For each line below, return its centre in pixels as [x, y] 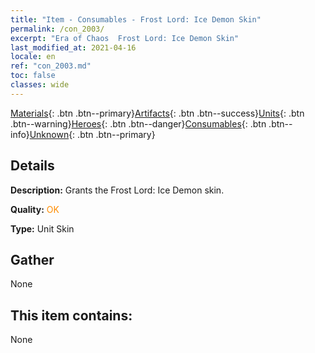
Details [32, 166]
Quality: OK [35, 209]
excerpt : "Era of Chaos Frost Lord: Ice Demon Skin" [125, 38]
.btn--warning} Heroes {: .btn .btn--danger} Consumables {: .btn [138, 123]
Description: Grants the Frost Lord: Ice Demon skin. [117, 190]
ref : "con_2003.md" [51, 66]
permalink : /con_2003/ [57, 29]
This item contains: [71, 315]
